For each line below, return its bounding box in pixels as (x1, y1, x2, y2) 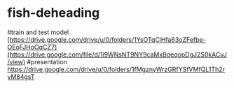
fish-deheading (7, 5, 100, 21)
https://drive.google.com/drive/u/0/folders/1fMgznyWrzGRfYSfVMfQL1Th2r (7, 65, 226, 73)
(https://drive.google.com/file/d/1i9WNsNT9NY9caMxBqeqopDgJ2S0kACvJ (7, 50, 228, 59)
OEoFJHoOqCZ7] (7, 43, 57, 51)
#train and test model (7, 28, 69, 36)
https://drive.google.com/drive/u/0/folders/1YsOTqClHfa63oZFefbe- (9, 35, 206, 43)
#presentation (27, 57, 68, 66)
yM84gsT (7, 72, 35, 81)
